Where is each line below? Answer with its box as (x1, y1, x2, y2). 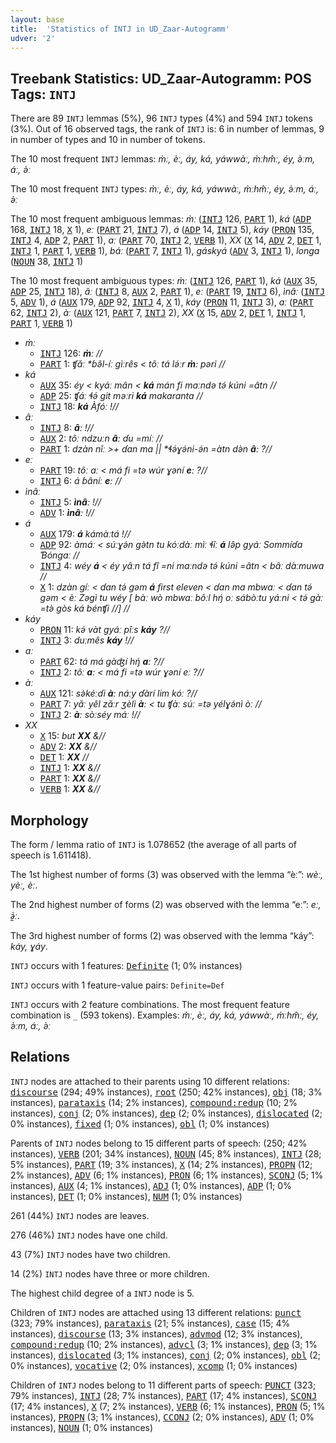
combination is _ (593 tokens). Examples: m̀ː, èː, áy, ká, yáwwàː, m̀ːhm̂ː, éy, (10, 1009, 320, 1021)
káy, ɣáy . (10, 941, 48, 952)
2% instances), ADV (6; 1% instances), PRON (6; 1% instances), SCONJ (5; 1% (10, 1169, 324, 1181)
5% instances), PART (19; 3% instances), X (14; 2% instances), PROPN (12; (10, 1158, 313, 1170)
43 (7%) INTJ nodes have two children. (10, 1248, 171, 1260)
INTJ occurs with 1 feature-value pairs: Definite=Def (10, 979, 225, 991)
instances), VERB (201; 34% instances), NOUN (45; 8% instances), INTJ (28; (10, 1147, 322, 1160)
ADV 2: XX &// (39, 741, 97, 753)
